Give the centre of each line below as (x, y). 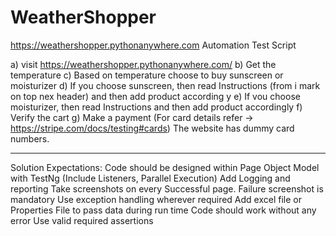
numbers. (30, 138)
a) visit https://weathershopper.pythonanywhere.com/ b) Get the (143, 64)
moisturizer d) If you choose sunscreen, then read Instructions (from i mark (165, 85)
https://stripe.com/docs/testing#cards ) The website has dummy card (152, 128)
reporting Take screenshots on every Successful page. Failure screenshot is (167, 188)
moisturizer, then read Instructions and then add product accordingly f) (156, 107)
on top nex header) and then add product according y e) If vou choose (155, 96)
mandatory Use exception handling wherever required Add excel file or (156, 199)
